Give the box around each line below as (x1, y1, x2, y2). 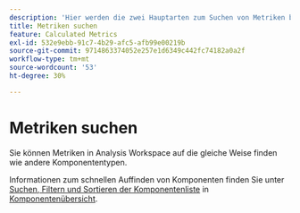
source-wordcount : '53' (9, 64, 98, 72)
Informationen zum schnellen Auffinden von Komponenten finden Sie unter (9, 174, 285, 184)
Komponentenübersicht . (9, 193, 98, 204)
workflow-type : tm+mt (9, 55, 90, 64)
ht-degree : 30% (9, 72, 66, 81)
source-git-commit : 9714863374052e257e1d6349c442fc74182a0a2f (9, 47, 246, 55)
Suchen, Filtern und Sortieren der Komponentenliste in (9, 183, 210, 194)
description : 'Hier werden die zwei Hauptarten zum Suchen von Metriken (9, 13, 286, 22)
